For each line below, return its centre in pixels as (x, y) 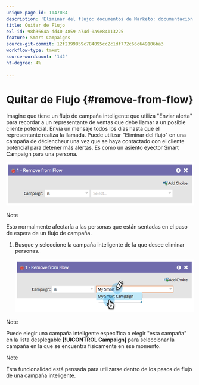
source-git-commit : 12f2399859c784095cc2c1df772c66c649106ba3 (85, 44)
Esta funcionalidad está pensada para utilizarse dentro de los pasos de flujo (99, 369)
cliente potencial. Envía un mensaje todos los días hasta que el (83, 129)
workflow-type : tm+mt (33, 51)
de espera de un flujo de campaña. (49, 233)
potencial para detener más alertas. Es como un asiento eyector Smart (93, 148)
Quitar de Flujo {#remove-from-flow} (100, 99)
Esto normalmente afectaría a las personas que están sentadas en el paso (97, 227)
